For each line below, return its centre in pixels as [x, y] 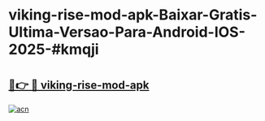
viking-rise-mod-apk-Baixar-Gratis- [133, 15]
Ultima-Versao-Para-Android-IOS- [127, 32]
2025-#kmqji [54, 50]
